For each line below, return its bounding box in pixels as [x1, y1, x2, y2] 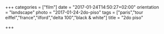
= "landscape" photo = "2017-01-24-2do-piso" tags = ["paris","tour [5, 9, 144, 15]
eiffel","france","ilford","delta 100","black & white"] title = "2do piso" [5, 15, 144, 20]
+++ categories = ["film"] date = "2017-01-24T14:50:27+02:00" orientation [5, 4, 160, 10]
